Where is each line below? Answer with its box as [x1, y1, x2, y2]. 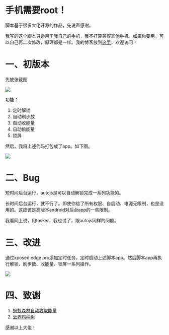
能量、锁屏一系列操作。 [44, 260, 94, 267]
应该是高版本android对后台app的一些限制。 [22, 207, 113, 213]
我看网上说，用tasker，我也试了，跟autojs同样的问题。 [5, 217, 119, 223]
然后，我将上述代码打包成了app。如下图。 [5, 143, 93, 149]
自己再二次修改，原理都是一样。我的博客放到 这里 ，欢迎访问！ [9, 39, 137, 45]
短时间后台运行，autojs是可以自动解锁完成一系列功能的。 [5, 189, 124, 195]
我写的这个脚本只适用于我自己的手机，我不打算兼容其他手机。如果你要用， [5, 33, 159, 39]
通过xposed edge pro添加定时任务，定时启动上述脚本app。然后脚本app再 [5, 254, 158, 260]
